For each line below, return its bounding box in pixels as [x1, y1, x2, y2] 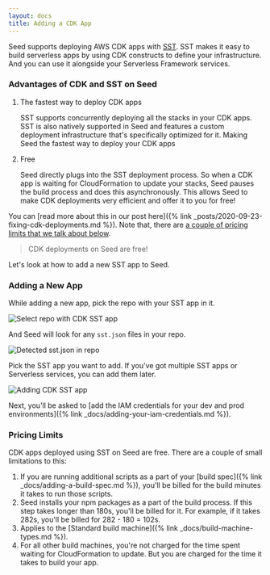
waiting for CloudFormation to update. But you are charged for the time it [19, 549, 262, 559]
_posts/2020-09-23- [193, 211, 263, 220]
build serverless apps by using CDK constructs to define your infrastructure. [8, 50, 262, 60]
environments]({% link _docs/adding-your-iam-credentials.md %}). [8, 409, 231, 419]
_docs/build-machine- [180, 523, 254, 533]
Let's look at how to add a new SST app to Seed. [8, 259, 170, 269]
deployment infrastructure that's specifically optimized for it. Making [19, 130, 248, 140]
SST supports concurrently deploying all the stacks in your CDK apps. [19, 112, 252, 122]
